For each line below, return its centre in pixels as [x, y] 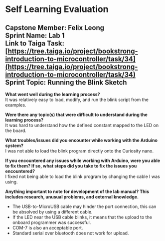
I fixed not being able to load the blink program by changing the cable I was [83, 176]
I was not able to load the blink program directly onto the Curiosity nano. [80, 151]
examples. [16, 105]
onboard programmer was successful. [52, 222]
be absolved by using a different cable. [52, 212]
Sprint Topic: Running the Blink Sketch [66, 82]
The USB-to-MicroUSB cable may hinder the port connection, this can [84, 206]
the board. [16, 130]
